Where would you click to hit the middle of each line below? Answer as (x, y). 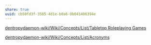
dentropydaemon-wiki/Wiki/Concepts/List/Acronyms (57, 37)
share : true (17, 9)
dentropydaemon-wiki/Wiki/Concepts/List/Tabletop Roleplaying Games (75, 28)
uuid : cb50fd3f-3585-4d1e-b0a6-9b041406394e (50, 14)
